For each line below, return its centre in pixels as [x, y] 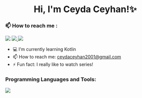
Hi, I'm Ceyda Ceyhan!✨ [85, 9]
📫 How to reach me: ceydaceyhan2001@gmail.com [67, 57]
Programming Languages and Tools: [51, 79]
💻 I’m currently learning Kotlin [44, 50]
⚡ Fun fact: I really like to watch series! [53, 65]
